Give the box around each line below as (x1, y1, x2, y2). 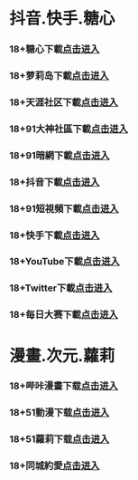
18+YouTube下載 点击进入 (9, 255, 120, 268)
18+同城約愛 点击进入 (9, 459, 100, 472)
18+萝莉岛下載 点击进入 (9, 70, 110, 82)
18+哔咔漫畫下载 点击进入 (9, 379, 119, 392)
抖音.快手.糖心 (9, 8, 115, 29)
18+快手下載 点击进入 (9, 228, 100, 241)
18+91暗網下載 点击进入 (9, 149, 110, 161)
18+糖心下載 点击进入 (9, 43, 100, 55)
